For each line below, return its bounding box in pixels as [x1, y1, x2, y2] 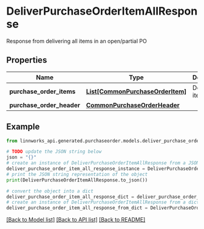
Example [6, 122, 40, 132]
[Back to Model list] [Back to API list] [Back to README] [6, 216, 146, 224]
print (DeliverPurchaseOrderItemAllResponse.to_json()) [6, 177, 148, 183]
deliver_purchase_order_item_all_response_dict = [6, 194, 135, 200]
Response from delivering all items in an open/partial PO [6, 37, 147, 44]
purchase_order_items [9, 87, 76, 96]
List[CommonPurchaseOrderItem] [86, 87, 187, 96]
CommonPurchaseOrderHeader [86, 100, 180, 109]
